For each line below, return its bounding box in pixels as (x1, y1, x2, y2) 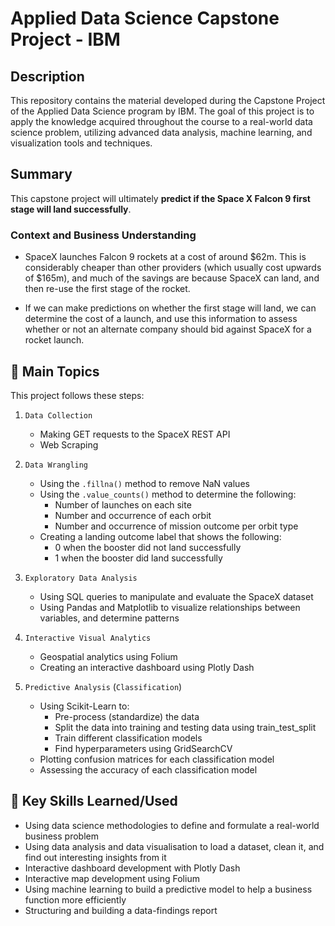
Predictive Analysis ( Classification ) (24, 680, 183, 692)
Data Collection (24, 410, 93, 421)
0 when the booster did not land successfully (54, 541, 242, 553)
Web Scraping (39, 438, 99, 451)
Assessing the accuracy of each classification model (39, 763, 258, 776)
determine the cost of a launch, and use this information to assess (24, 313, 298, 325)
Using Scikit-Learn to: (39, 700, 130, 712)
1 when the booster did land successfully (54, 552, 223, 564)
